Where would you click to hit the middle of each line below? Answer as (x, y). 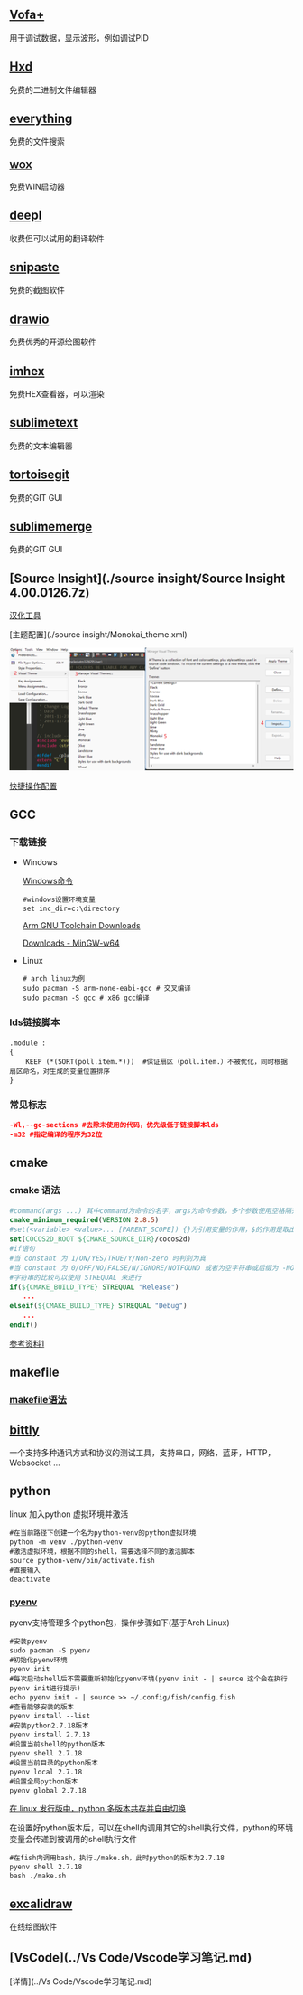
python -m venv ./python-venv (66, 1542)
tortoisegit (40, 475)
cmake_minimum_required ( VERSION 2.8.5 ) (84, 1220)
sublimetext (44, 423)
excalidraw (41, 1903)
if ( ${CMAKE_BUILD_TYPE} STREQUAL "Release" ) (94, 1287)
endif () (24, 1325)
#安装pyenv (28, 1642)
